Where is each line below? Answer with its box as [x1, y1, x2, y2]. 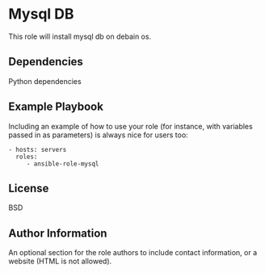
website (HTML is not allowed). [8, 256, 112, 267]
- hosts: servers [8, 145, 67, 153]
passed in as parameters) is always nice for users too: [8, 130, 188, 140]
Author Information [8, 226, 107, 240]
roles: [15, 153, 38, 161]
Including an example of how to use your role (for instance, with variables [8, 121, 253, 131]
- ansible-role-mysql [26, 159, 99, 168]
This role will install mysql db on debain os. [8, 31, 152, 41]
